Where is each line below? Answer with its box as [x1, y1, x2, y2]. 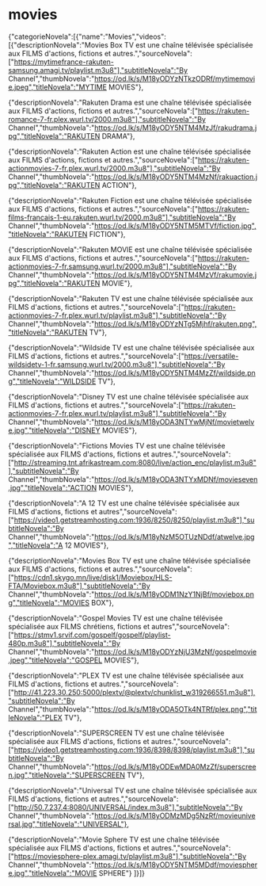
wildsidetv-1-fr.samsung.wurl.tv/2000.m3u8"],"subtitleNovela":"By [8, 359, 226, 369]
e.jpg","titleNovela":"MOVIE [8, 868, 97, 877]
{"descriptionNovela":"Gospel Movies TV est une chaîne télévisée [8, 613, 223, 623]
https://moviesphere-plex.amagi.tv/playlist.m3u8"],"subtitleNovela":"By [13, 851, 247, 861]
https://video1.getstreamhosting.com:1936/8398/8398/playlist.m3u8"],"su [13, 745, 256, 754]
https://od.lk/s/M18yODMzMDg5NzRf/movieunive [93, 811, 256, 820]
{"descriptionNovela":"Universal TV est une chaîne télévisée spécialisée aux [8, 785, 257, 795]
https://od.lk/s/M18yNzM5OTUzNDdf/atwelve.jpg [93, 532, 255, 541]
